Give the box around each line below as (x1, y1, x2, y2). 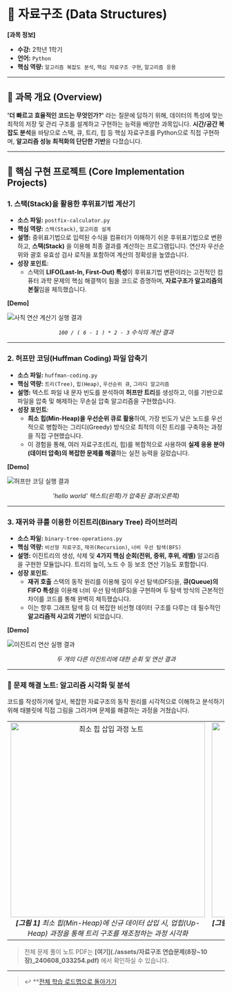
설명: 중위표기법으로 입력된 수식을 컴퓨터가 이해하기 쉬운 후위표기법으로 (17, 233, 210, 242)
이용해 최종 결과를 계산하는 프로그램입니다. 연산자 (73, 242, 206, 250)
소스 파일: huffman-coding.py (17, 371, 98, 379)
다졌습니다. (113, 136, 143, 145)
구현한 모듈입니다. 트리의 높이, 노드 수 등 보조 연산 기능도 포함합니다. (24, 560, 209, 569)
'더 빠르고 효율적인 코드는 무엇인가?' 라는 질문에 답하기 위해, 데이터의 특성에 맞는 (7, 111, 224, 119)
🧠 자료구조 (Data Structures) (7, 6, 168, 22)
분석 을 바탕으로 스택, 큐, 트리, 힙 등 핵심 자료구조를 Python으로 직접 (19, 128, 202, 136)
